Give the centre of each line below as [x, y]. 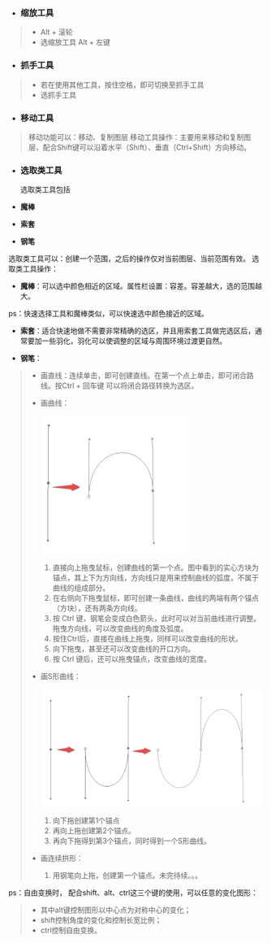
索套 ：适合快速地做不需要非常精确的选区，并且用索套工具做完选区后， [138, 331]
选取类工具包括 [45, 189]
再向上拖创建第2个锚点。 [94, 830]
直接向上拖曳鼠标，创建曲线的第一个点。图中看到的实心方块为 [156, 567]
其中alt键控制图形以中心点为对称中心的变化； [116, 910]
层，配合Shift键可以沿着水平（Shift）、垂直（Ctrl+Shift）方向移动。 [140, 147]
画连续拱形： [62, 858]
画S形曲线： [60, 676]
